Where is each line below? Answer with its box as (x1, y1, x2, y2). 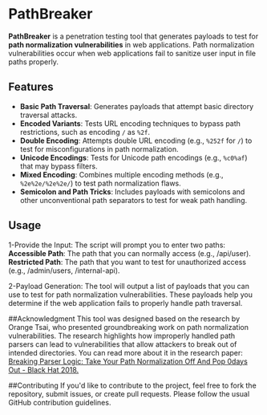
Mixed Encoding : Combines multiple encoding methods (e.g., (19, 169, 224, 179)
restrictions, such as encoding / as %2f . (19, 127, 151, 136)
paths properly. (8, 57, 59, 67)
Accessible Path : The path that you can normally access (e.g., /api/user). (8, 248, 251, 258)
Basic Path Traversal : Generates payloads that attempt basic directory (19, 101, 254, 111)
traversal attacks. (19, 110, 78, 120)
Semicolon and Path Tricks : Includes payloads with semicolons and (19, 186, 245, 197)
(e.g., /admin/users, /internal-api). (8, 266, 120, 275)
